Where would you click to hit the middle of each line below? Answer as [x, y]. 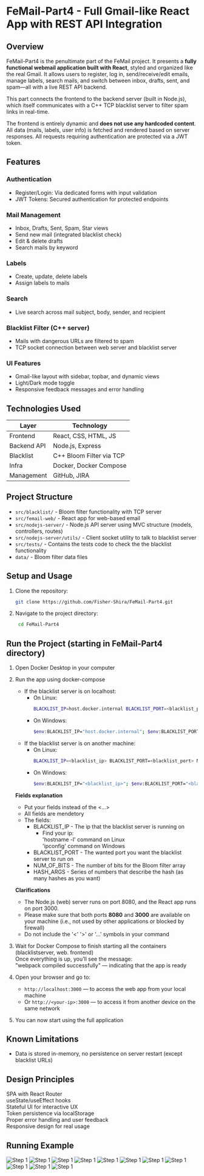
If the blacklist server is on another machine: [80, 743]
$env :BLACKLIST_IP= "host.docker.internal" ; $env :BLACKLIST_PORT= [117, 732]
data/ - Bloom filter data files [51, 557]
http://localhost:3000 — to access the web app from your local [105, 989]
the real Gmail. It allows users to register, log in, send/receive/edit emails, [98, 74]
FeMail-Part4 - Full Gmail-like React [98, 11]
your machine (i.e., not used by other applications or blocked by [104, 921]
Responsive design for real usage [48, 1126]
